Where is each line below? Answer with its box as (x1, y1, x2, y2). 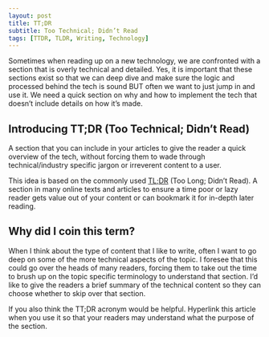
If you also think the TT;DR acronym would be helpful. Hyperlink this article (8, 304, 256, 314)
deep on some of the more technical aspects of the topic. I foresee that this (8, 254, 258, 264)
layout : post (8, 11, 52, 20)
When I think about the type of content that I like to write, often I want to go (8, 246, 257, 255)
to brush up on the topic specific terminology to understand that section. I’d (8, 271, 259, 281)
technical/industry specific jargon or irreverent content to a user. (8, 160, 222, 170)
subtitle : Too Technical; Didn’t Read (8, 26, 138, 35)
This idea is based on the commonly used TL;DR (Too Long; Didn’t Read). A (8, 176, 259, 185)
